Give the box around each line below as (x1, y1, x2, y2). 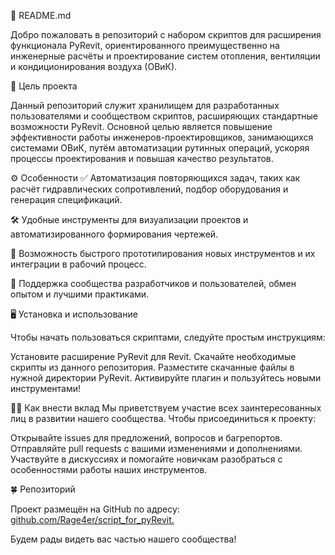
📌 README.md (10, 10, 72, 21)
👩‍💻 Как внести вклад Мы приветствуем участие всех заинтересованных (10, 402, 322, 414)
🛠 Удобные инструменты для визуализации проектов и (10, 214, 249, 225)
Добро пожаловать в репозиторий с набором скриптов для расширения (10, 29, 322, 40)
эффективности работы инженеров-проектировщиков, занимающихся (10, 131, 314, 143)
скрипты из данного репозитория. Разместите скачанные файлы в (10, 361, 295, 373)
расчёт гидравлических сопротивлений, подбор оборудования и (10, 183, 289, 195)
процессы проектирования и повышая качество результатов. (10, 153, 274, 164)
